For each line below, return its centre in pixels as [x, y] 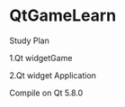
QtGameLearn [63, 16]
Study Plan [29, 40]
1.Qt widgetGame [41, 58]
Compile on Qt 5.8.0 [46, 93]
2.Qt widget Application [53, 75]
